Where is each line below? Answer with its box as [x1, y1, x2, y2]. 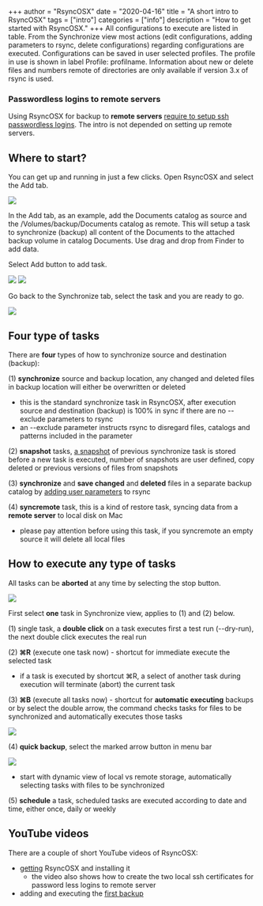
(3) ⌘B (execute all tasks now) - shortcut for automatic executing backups [8, 695, 254, 704]
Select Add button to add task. [8, 260, 107, 270]
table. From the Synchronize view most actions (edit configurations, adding [8, 32, 253, 41]
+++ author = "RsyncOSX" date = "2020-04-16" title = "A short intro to [8, 7, 239, 16]
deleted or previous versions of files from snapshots [8, 462, 178, 473]
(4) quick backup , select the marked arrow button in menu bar [8, 742, 212, 751]
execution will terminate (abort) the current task [19, 679, 175, 689]
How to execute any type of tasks [8, 557, 176, 571]
